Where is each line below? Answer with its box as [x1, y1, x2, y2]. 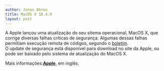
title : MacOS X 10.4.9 [5, 12, 52, 17]
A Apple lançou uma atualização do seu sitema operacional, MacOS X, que [5, 30, 158, 36]
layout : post [5, 16, 32, 21]
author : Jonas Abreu [5, 7, 48, 12]
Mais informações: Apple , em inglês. [5, 60, 80, 67]
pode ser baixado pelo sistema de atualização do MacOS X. [5, 51, 128, 57]
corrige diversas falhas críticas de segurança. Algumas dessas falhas [5, 35, 148, 41]
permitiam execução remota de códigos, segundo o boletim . [5, 40, 129, 46]
